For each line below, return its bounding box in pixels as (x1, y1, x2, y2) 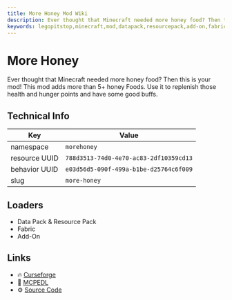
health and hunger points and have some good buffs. (7, 90, 158, 99)
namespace (10, 142, 49, 152)
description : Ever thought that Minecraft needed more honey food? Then (7, 17, 221, 23)
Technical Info (7, 110, 70, 121)
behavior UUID (10, 165, 59, 174)
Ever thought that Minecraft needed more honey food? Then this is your (7, 75, 211, 83)
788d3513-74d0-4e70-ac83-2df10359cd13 (65, 154, 193, 162)
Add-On (17, 232, 41, 240)
